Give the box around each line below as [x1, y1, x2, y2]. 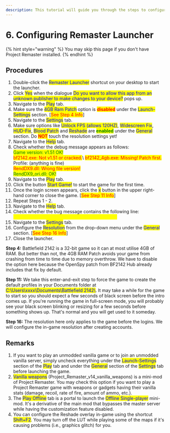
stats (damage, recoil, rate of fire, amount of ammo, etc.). [13, 390, 133, 396]
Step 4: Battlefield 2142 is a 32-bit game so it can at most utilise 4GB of [6, 245, 155, 251]
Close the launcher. [13, 235, 53, 242]
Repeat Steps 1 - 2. [13, 198, 53, 204]
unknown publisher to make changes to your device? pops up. [13, 96, 143, 102]
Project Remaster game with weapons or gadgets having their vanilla [13, 384, 156, 390]
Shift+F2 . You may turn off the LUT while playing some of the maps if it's [13, 417, 164, 423]
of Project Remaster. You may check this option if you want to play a [13, 379, 155, 385]
